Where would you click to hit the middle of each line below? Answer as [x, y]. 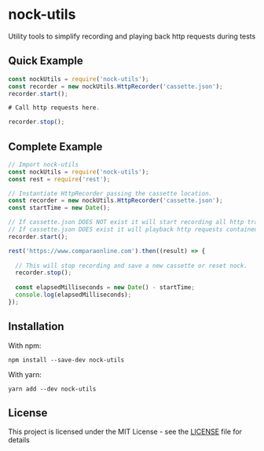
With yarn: [25, 374]
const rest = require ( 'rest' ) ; [59, 179]
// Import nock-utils [44, 164]
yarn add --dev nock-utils [52, 389]
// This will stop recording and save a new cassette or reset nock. [131, 266]
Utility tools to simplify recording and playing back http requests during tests [132, 36]
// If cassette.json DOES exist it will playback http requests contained [133, 229]
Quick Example [46, 61]
